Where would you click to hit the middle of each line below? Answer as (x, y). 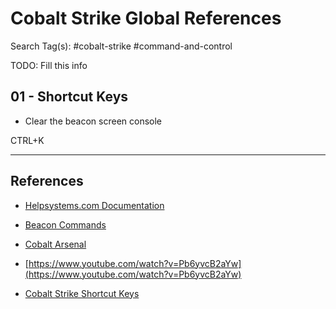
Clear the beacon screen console (93, 121)
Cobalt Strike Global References (146, 18)
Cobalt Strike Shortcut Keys (82, 293)
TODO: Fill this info (49, 65)
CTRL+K (27, 140)
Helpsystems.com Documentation (94, 205)
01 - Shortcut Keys (69, 97)
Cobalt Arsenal (55, 244)
